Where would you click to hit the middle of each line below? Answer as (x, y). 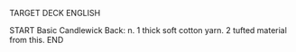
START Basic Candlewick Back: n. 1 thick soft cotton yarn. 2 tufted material (148, 30)
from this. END (37, 40)
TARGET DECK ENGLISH (55, 13)
